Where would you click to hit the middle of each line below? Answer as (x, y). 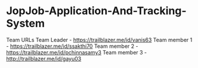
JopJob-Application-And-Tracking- (96, 11)
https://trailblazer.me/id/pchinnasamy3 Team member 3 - (77, 52)
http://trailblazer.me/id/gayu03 (44, 59)
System (26, 23)
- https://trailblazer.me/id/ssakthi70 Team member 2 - (72, 46)
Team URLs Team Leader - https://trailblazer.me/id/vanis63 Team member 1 (99, 40)
